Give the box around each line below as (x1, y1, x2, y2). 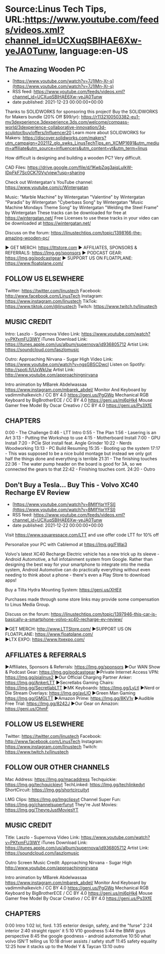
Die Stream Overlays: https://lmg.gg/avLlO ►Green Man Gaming (5, 690, 135, 696)
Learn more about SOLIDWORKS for (72, 130, 146, 135)
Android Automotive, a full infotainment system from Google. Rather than (5, 556, 153, 562)
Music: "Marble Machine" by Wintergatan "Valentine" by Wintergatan (5, 194, 145, 200)
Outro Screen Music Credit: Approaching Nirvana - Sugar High (5, 859, 132, 865)
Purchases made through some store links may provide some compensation (5, 596, 160, 602)
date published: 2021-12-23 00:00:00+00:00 (12, 99, 103, 105)
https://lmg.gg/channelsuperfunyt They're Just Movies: (5, 802, 118, 807)
